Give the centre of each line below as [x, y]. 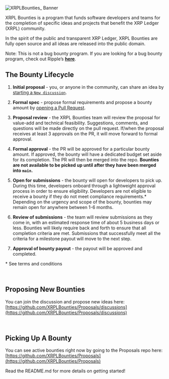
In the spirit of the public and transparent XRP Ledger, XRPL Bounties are [81, 38]
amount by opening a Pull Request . [49, 108]
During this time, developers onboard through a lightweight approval [84, 186]
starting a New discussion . [40, 92]
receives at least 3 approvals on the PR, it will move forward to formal [85, 133]
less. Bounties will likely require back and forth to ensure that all [79, 228]
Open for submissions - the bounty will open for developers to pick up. [87, 180]
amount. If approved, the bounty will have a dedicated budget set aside [87, 154]
